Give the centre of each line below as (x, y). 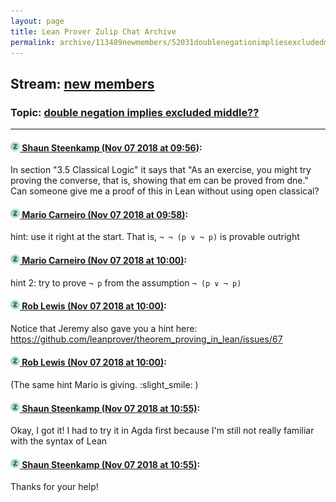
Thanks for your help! (54, 487)
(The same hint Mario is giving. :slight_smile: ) (104, 385)
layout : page (37, 21)
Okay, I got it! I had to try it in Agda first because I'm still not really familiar (162, 431)
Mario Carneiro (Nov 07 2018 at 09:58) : (105, 214)
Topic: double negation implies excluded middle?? (135, 112)
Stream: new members (82, 83)
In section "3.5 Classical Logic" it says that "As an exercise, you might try (161, 170)
